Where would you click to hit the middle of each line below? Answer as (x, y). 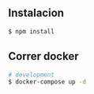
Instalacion (36, 13)
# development (32, 75)
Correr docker (43, 56)
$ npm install (32, 31)
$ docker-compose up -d (47, 82)
